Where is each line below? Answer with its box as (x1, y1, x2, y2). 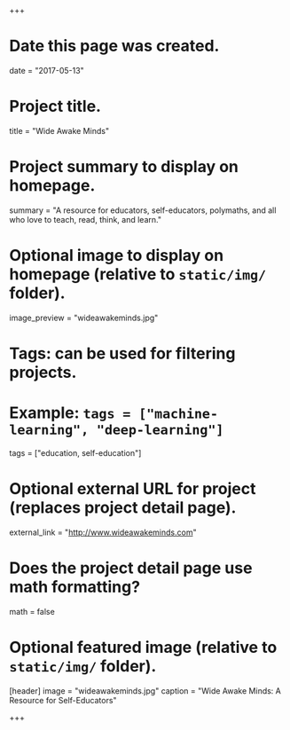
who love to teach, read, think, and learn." (9, 214, 162, 224)
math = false (9, 606, 55, 616)
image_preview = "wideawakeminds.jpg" (9, 312, 159, 323)
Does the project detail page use (9, 558, 253, 577)
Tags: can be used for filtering (9, 343, 236, 364)
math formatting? (9, 577, 140, 597)
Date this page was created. (9, 36, 220, 56)
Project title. (9, 97, 102, 116)
